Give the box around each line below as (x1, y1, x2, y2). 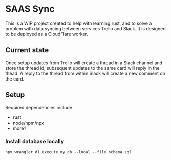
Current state (5, 46, 49, 54)
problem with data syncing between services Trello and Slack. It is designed (5, 25, 166, 31)
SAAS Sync (5, 3, 55, 15)
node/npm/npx (12, 119, 45, 126)
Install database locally (5, 138, 65, 145)
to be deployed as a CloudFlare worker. (5, 31, 89, 37)
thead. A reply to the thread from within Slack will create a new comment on (5, 70, 165, 76)
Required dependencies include (5, 104, 73, 110)
